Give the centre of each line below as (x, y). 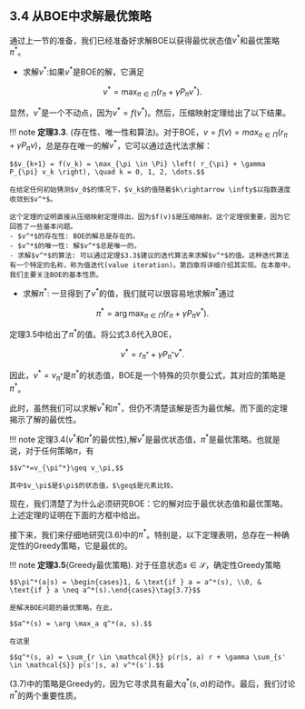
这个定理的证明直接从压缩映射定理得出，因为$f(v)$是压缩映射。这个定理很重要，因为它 (150, 217)
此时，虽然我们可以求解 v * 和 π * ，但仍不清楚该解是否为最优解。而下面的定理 (149, 407)
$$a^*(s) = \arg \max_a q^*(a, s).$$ (81, 624)
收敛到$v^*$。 (33, 200)
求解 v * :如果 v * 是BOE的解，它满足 (84, 71)
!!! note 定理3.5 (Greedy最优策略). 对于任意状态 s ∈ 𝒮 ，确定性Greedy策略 (145, 565)
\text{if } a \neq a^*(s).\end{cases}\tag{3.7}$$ (105, 590)
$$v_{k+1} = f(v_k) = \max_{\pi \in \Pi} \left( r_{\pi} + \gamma (138, 165)
